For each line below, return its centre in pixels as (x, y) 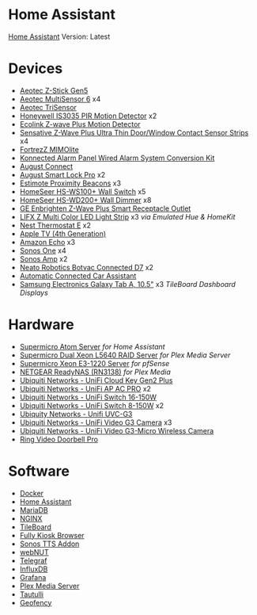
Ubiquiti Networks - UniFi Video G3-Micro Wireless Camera (117, 430)
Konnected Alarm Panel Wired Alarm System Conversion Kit (117, 158)
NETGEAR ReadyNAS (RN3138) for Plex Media (95, 372)
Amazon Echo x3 (47, 242)
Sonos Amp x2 (43, 258)
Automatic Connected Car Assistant (78, 276)
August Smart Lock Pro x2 (62, 174)
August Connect (46, 166)
